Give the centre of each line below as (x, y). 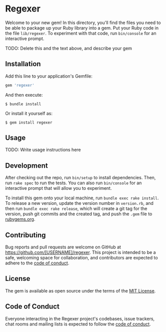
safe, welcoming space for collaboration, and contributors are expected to (82, 258)
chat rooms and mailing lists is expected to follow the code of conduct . (78, 324)
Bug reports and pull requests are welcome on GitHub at (63, 247)
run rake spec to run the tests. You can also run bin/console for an (73, 183)
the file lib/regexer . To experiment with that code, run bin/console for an (81, 33)
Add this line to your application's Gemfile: (49, 76)
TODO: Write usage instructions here (43, 150)
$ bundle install (23, 104)
